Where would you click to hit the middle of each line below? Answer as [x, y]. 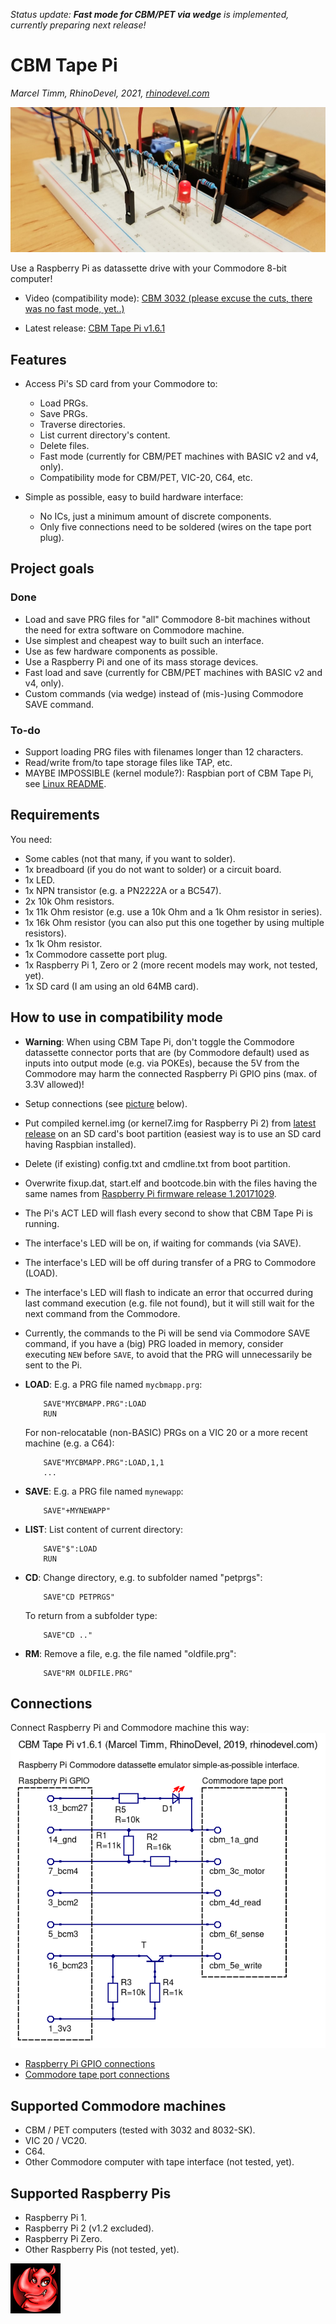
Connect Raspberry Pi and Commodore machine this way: [130, 1728]
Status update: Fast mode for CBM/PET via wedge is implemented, [150, 14]
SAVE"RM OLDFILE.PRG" [88, 1673]
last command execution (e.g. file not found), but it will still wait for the [169, 1303]
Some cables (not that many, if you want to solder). [130, 858]
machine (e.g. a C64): [69, 1443]
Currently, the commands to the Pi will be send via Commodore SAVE [167, 1333]
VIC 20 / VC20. [56, 2141]
